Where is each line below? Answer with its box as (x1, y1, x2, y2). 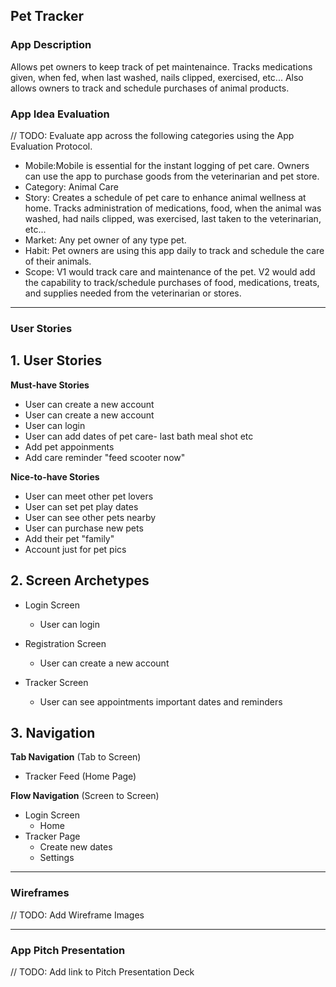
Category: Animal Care (24, 180, 119, 193)
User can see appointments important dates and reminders (39, 695, 283, 708)
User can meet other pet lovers (24, 490, 154, 502)
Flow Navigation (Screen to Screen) (10, 790, 160, 802)
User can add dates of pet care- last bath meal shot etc (24, 430, 254, 442)
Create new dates (39, 841, 113, 853)
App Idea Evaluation (10, 107, 110, 121)
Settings (39, 852, 75, 864)
